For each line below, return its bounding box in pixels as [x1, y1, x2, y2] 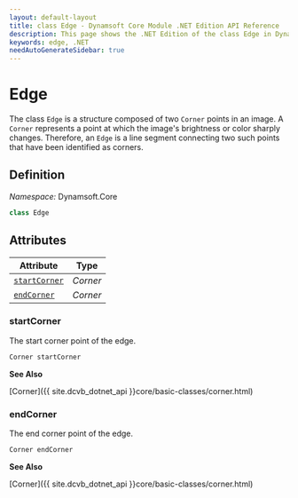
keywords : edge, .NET [9, 37, 90, 47]
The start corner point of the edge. [9, 335, 136, 346]
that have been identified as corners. [9, 142, 144, 153]
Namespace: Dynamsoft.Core [9, 191, 118, 202]
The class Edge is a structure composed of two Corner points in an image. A [9, 114, 284, 124]
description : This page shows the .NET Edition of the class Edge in [9, 29, 272, 38]
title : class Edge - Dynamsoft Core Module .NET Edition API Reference [9, 21, 279, 30]
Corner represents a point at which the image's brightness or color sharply [9, 123, 281, 134]
